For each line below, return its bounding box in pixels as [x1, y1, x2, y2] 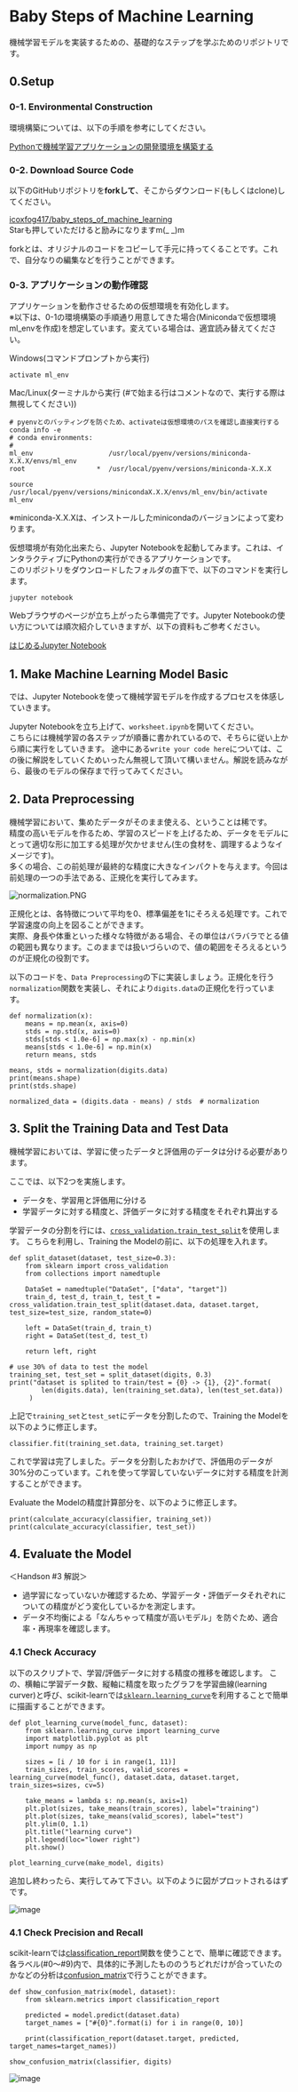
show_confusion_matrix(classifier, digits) [9, 2057, 173, 2067]
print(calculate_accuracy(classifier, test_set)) [9, 1522, 197, 1531]
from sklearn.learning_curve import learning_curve [25, 1726, 220, 1735]
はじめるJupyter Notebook [9, 640, 107, 651]
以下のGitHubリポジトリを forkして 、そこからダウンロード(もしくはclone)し [9, 185, 286, 196]
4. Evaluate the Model [9, 1546, 132, 1561]
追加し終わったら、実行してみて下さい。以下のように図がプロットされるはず [9, 1875, 289, 1886]
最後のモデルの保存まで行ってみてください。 [24, 766, 188, 777]
